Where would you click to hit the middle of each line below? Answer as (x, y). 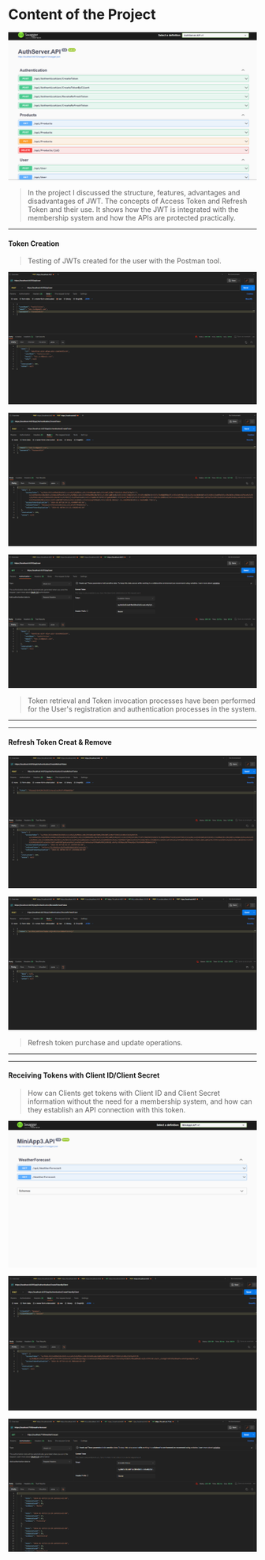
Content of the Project (82, 15)
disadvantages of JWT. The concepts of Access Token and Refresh (137, 201)
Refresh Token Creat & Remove (60, 742)
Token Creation (34, 244)
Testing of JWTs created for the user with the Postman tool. (125, 261)
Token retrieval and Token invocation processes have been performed (142, 701)
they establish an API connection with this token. (106, 1109)
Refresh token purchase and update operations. (105, 1042)
